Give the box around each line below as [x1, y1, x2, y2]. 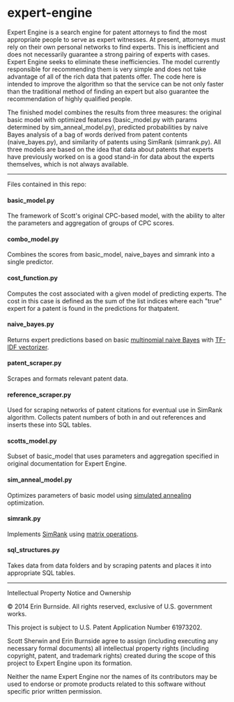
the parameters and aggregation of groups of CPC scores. [7, 219, 175, 227]
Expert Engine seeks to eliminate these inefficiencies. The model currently [7, 57, 221, 66]
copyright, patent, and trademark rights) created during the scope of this [7, 651, 216, 659]
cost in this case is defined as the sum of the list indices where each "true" [7, 296, 222, 305]
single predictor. [7, 258, 54, 266]
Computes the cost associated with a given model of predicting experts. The [7, 289, 227, 298]
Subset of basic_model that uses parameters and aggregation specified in [7, 452, 219, 461]
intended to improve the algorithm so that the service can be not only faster [7, 79, 224, 88]
